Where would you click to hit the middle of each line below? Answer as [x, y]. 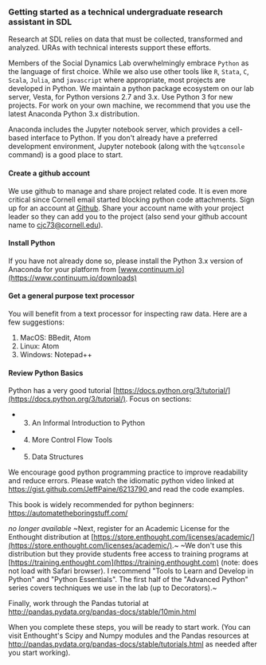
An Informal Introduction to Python [88, 423]
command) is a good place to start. [66, 155]
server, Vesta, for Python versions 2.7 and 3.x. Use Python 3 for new [121, 97]
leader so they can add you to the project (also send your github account [128, 216]
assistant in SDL [40, 22]
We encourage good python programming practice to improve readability [128, 472]
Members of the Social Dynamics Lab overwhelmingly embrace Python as [129, 63]
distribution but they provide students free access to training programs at [129, 554]
